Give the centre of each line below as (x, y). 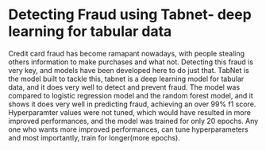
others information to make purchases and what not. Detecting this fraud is (131, 62)
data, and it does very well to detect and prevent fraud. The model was (124, 87)
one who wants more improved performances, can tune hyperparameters (128, 129)
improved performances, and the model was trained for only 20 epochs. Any (133, 121)
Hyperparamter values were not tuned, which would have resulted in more (130, 112)
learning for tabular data (90, 31)
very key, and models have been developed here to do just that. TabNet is (129, 70)
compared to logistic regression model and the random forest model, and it (131, 95)
